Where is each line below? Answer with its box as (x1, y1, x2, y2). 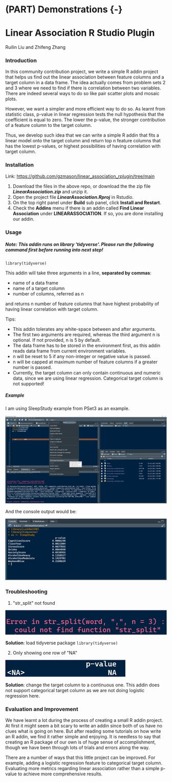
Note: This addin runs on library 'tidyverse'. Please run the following (5, 241, 154, 248)
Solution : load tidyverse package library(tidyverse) (5, 640, 118, 646)
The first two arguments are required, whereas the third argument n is (12, 331, 160, 338)
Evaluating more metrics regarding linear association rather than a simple (5, 766, 160, 772)
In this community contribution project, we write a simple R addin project (5, 68, 159, 75)
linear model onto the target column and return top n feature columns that (5, 138, 161, 144)
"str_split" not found (12, 600, 55, 606)
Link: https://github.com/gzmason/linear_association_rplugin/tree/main (5, 173, 155, 179)
